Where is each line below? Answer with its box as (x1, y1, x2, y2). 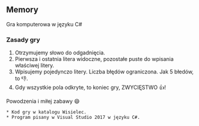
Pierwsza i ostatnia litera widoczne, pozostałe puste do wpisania (14, 56, 174, 63)
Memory (6, 5, 39, 15)
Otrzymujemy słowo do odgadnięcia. (14, 49, 106, 56)
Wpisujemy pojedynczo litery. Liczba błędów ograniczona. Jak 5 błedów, (14, 68, 194, 75)
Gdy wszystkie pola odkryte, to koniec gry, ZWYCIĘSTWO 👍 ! (14, 84, 166, 91)
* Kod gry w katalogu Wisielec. (6, 109, 87, 115)
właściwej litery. (14, 62, 55, 69)
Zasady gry (6, 35, 41, 44)
